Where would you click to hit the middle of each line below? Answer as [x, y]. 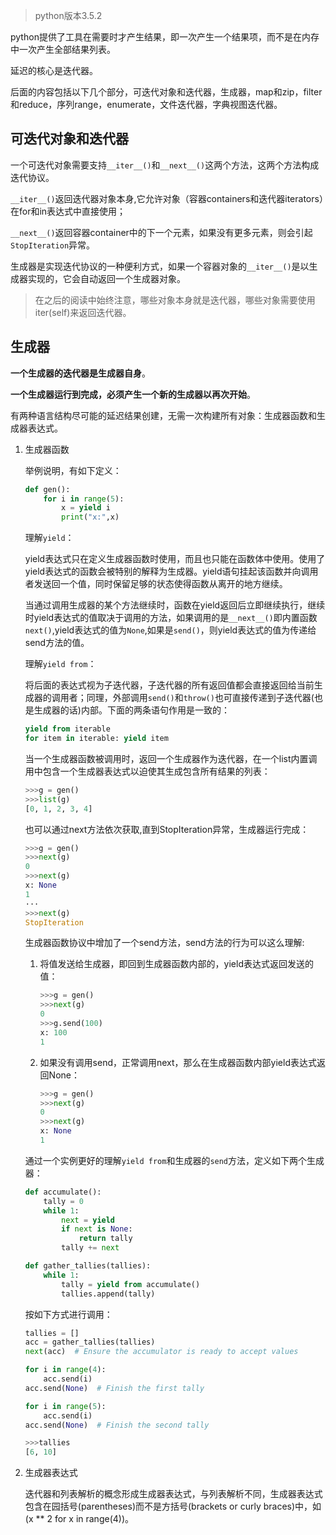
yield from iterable [67, 729]
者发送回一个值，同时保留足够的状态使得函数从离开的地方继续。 [156, 584]
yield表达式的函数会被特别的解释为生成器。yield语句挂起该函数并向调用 [171, 571]
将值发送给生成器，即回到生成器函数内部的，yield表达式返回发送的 [176, 964]
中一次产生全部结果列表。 [63, 49]
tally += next [90, 1248]
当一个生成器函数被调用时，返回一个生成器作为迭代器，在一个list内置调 [171, 758]
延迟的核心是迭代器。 [54, 70]
